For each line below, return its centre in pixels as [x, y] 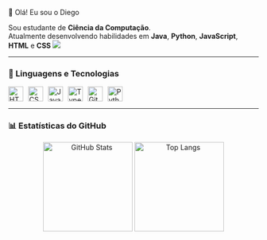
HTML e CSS [30, 45]
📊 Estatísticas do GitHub [57, 126]
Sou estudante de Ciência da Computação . [79, 27]
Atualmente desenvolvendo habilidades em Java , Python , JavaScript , [123, 36]
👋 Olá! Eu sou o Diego [44, 12]
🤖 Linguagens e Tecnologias [64, 73]
